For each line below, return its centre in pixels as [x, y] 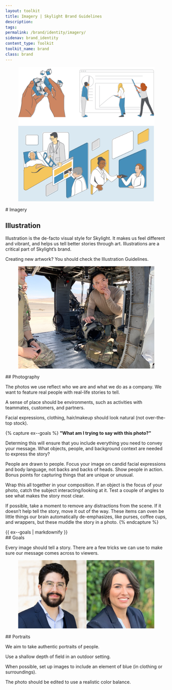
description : [19, 22]
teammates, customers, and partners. [45, 408]
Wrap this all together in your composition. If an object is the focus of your [84, 485]
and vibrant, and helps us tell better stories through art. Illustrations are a [82, 243]
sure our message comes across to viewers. [52, 553]
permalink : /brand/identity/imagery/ [46, 33]
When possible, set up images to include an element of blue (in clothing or [84, 667]
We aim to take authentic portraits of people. [52, 647]
